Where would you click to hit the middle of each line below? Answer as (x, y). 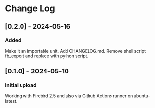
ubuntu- (142, 96)
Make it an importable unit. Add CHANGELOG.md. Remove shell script (76, 51)
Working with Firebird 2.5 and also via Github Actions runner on (69, 96)
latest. (11, 101)
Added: (14, 40)
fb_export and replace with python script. (47, 56)
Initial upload (21, 85)
